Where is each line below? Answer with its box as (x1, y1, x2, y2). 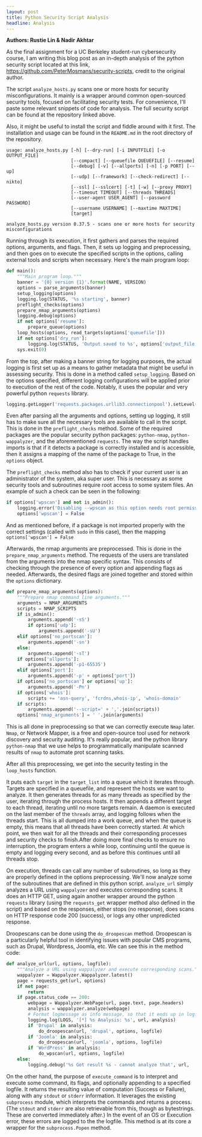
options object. (6, 457, 44, 464)
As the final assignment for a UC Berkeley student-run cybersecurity (6, 48, 176, 55)
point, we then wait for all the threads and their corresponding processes (6, 830, 188, 837)
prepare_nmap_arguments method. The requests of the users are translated (6, 551, 189, 559)
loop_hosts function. (6, 767, 57, 774)
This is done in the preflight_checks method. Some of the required (6, 425, 173, 432)
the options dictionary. (6, 577, 63, 584)
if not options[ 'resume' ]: (17, 318, 85, 325)
